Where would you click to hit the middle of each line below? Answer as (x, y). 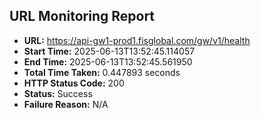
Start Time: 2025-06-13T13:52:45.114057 (109, 51)
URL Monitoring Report (82, 16)
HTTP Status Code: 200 (74, 83)
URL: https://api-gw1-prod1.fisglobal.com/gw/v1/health (137, 40)
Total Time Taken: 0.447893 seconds (102, 72)
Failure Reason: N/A (66, 104)
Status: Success (58, 93)
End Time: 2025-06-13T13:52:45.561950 (108, 61)
